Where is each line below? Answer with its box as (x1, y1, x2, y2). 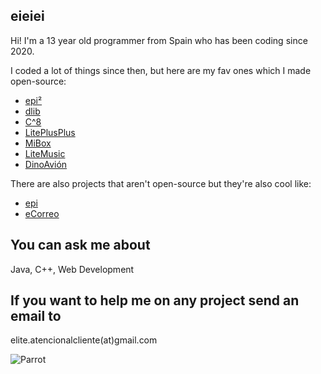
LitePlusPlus (24, 126, 76, 138)
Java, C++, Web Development (10, 263, 135, 275)
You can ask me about (10, 237, 151, 254)
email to (10, 308, 62, 325)
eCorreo (24, 207, 60, 219)
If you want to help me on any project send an (10, 292, 300, 309)
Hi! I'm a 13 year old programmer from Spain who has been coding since (10, 34, 308, 46)
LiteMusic (24, 147, 66, 159)
